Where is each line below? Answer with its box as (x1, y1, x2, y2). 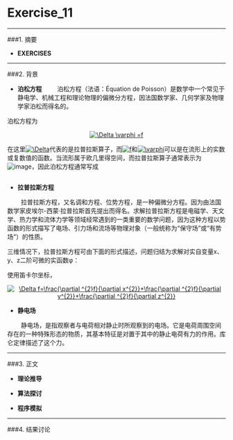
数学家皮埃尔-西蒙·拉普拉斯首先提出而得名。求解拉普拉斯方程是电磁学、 (7, 206, 213, 214)
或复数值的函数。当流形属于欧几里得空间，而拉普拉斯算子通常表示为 (7, 153, 202, 162)
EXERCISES (17, 49, 52, 57)
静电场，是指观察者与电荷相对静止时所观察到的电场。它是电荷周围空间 (20, 321, 222, 329)
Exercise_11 (7, 5, 73, 21)
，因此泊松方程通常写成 (31, 162, 99, 171)
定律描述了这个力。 (12, 338, 68, 346)
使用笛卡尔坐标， (7, 271, 56, 279)
